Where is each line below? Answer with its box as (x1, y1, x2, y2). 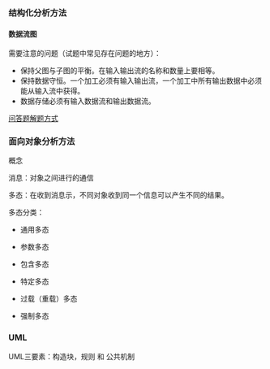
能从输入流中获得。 (19, 86, 85, 96)
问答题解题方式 (8, 114, 58, 124)
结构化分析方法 (8, 7, 67, 18)
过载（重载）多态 (19, 294, 78, 304)
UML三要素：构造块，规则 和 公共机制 (8, 351, 135, 361)
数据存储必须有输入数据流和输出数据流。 (19, 96, 156, 106)
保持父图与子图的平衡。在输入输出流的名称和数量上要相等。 (19, 66, 220, 76)
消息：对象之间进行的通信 (8, 173, 94, 183)
